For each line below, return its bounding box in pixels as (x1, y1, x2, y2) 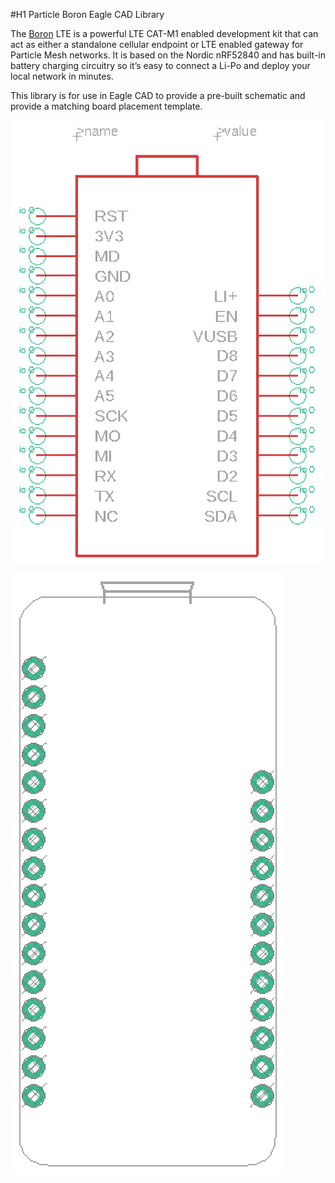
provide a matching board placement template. (10, 100, 203, 112)
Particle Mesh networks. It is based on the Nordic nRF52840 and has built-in (10, 49, 327, 61)
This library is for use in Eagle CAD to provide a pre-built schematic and (10, 90, 306, 101)
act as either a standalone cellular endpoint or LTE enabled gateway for (10, 39, 304, 50)
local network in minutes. (10, 70, 114, 82)
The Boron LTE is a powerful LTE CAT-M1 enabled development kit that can (10, 28, 319, 39)
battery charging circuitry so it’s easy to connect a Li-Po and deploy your (10, 60, 311, 71)
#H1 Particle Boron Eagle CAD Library (10, 9, 165, 20)
